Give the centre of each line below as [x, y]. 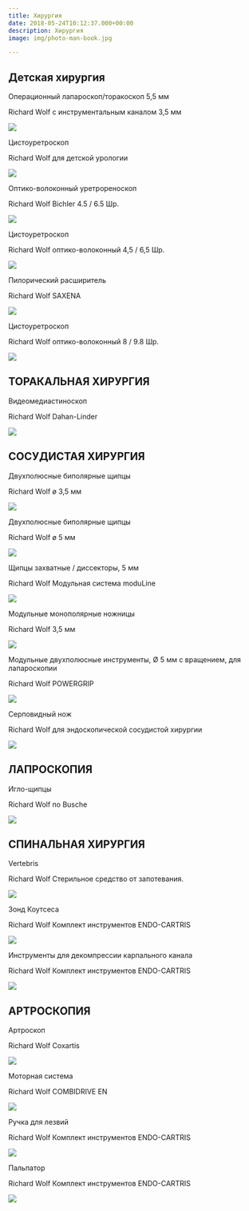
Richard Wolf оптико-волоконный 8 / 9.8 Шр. [84, 342]
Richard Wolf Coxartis [44, 1046]
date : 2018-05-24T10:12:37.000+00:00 [71, 23]
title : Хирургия [35, 16]
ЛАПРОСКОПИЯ [51, 770]
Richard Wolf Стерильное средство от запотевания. [96, 879]
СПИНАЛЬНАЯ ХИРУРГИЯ [77, 844]
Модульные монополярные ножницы [72, 613]
